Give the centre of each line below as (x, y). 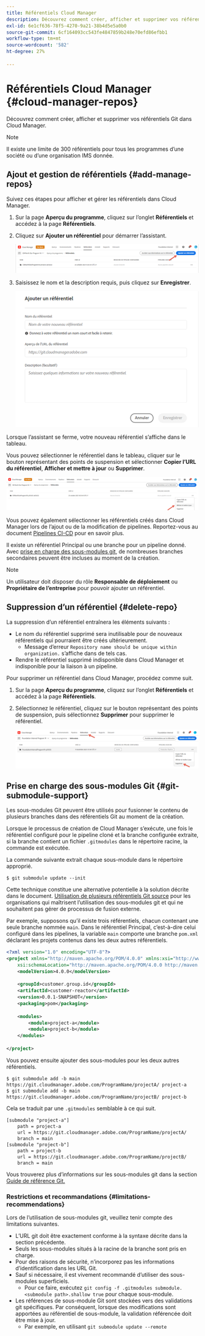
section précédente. (40, 1243)
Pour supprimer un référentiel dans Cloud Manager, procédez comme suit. (100, 678)
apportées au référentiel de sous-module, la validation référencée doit (103, 1314)
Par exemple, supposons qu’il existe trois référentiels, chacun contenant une (103, 920)
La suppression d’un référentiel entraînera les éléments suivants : (88, 622)
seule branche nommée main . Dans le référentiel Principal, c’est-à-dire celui (101, 927)
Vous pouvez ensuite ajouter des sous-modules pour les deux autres (93, 1060)
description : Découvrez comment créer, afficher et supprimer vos (92, 19)
